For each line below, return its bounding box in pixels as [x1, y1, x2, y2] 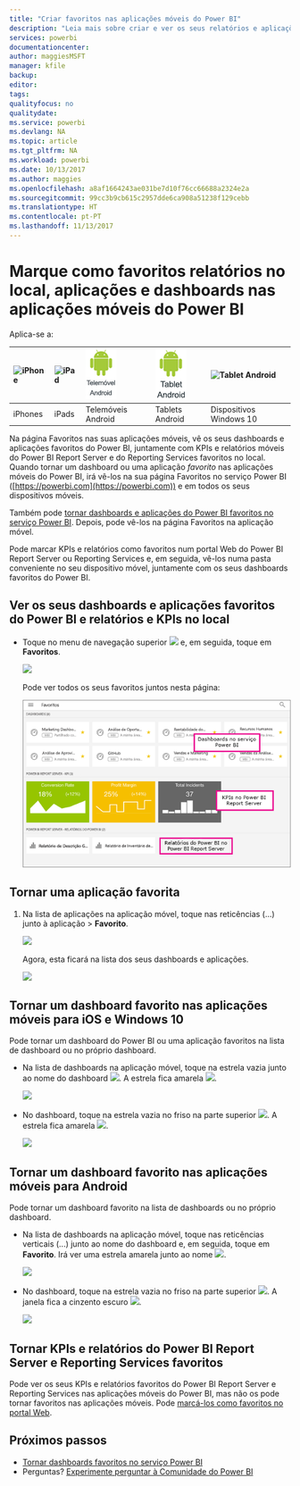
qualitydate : [9, 108, 58, 118]
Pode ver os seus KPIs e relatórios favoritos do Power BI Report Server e [9, 1379, 277, 1390]
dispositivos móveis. [9, 490, 85, 501]
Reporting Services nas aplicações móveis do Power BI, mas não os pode [9, 1389, 279, 1399]
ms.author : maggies [9, 174, 82, 183]
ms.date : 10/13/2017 [9, 165, 87, 174]
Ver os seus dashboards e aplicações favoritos [9, 598, 275, 614]
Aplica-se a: [9, 329, 54, 339]
